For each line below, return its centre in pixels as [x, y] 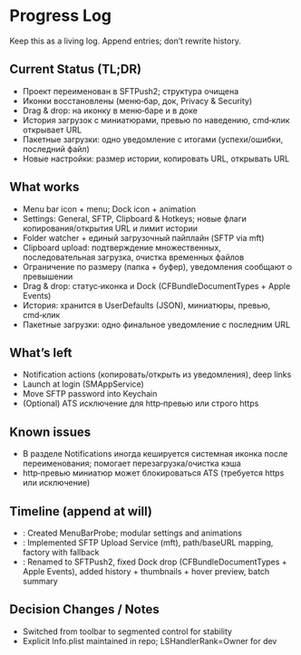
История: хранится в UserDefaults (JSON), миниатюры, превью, [146, 305]
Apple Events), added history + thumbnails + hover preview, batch [146, 571]
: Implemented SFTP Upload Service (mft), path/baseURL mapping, [148, 543]
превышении [48, 276]
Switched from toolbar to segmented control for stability [127, 631]
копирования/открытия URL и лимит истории [110, 228]
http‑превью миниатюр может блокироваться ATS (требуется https [153, 473]
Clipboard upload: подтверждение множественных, [122, 247]
